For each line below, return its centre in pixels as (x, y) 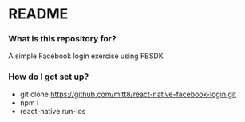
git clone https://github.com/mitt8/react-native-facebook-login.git (128, 94)
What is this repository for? (63, 39)
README (38, 14)
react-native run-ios (53, 111)
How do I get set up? (49, 77)
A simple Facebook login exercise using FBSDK (86, 56)
